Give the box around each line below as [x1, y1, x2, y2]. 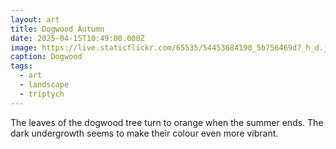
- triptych [19, 89, 65, 99]
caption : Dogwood [10, 52, 83, 62]
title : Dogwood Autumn [10, 24, 105, 34]
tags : [10, 61, 33, 71]
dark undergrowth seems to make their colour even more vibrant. [10, 127, 279, 139]
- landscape [19, 80, 70, 90]
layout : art [10, 14, 60, 25]
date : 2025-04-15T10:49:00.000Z [10, 33, 145, 43]
